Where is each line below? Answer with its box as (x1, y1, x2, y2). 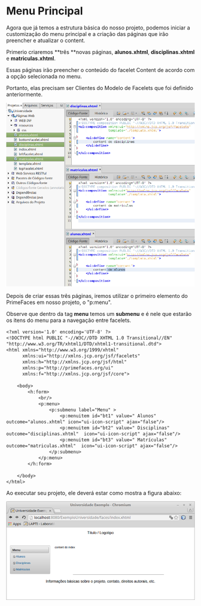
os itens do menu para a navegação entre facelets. (6, 316, 132, 324)
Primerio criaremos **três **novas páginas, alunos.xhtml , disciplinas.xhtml (6, 48, 195, 55)
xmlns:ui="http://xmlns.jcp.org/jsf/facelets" (22, 353, 141, 359)
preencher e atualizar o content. (6, 37, 86, 44)
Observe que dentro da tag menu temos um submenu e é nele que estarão (6, 310, 192, 317)
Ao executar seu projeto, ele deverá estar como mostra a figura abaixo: (6, 490, 182, 496)
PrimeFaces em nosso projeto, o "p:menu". (6, 299, 112, 306)
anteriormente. (6, 91, 43, 98)
